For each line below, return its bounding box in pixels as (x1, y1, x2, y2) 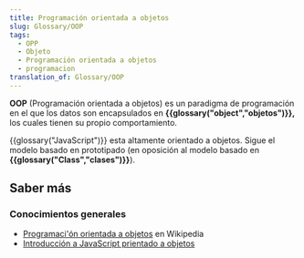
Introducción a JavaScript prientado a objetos (22, 238, 195, 249)
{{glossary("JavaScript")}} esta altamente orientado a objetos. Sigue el (9, 134, 276, 146)
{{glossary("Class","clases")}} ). (9, 154, 135, 165)
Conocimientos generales (9, 208, 126, 221)
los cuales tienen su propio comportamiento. (9, 117, 178, 128)
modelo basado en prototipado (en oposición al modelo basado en (9, 144, 260, 155)
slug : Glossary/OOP (9, 22, 84, 31)
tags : (9, 30, 30, 39)
